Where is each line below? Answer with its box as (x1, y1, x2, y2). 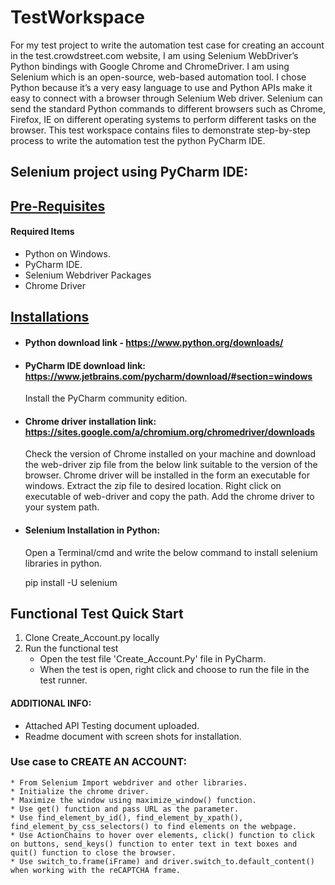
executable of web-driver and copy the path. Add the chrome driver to (24, 491, 315, 503)
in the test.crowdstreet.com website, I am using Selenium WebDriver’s (10, 49, 299, 61)
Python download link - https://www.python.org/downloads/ (24, 336, 284, 348)
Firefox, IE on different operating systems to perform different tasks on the (10, 113, 317, 125)
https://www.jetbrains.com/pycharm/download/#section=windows (24, 370, 313, 382)
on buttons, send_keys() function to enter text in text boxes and (10, 839, 298, 849)
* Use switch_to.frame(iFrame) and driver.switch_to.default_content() (10, 856, 315, 866)
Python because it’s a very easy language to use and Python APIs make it (10, 81, 313, 93)
